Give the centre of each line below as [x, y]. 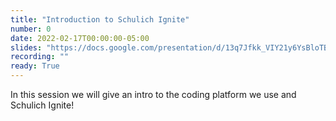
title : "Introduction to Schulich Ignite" [100, 19]
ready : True [35, 66]
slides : [26, 47]
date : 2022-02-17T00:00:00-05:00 [80, 38]
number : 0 [31, 29]
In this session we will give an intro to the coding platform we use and [153, 94]
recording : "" [40, 57]
